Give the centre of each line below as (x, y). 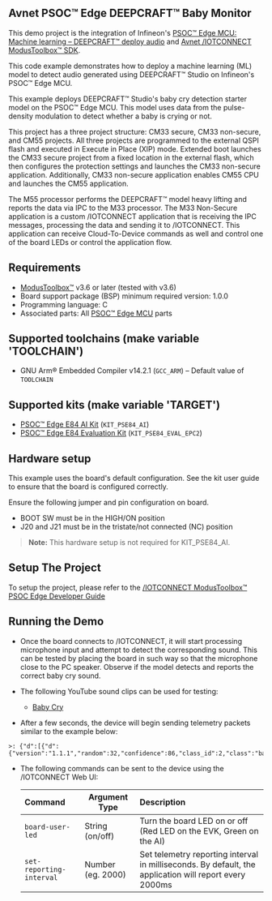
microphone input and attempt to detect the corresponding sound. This (138, 650)
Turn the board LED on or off (194, 821)
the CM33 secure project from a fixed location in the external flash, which (131, 157)
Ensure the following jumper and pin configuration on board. (108, 503)
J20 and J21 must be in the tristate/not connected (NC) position (126, 527)
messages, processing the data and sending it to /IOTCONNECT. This (124, 225)
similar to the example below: (69, 731)
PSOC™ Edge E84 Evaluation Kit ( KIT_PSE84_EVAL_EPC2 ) (111, 433)
